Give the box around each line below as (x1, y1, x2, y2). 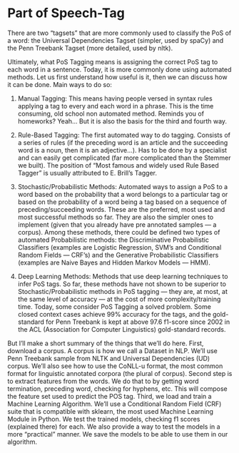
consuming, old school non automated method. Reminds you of (17, 109, 205, 118)
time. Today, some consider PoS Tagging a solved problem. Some (17, 302, 212, 311)
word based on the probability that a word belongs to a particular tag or (17, 190, 228, 198)
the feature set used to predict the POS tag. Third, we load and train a (7, 392, 212, 400)
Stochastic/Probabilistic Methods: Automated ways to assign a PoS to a (17, 182, 228, 190)
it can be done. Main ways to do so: (7, 80, 113, 88)
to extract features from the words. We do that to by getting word (7, 377, 199, 385)
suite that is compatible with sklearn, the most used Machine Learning (7, 407, 214, 415)
